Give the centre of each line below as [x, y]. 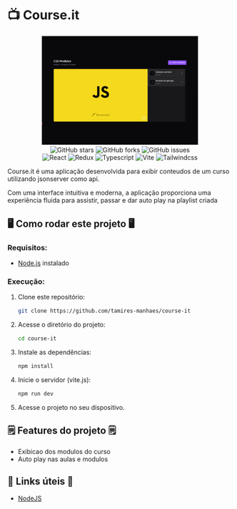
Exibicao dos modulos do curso [64, 451]
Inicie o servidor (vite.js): [54, 379]
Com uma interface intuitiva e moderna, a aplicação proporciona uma [110, 193]
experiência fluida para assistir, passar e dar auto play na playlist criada [112, 200]
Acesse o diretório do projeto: [61, 325]
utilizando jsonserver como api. [54, 179]
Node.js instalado [44, 263]
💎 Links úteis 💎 [40, 481]
